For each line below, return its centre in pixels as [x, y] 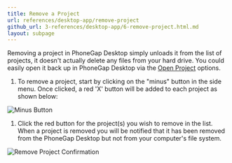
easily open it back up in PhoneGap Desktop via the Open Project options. [114, 68]
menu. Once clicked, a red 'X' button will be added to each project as [117, 89]
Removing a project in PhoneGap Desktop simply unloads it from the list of [115, 53]
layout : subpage [31, 33]
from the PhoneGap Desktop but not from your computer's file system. [120, 139]
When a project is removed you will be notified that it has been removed [121, 131]
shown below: [37, 97]
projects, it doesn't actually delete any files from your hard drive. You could [116, 61]
